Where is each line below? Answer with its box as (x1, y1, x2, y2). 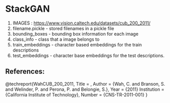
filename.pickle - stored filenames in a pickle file (12, 25, 114, 31)
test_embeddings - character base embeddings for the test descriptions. (12, 52, 165, 59)
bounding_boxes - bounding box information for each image (12, 31, 139, 37)
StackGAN (5, 3, 50, 15)
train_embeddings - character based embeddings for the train (12, 41, 142, 47)
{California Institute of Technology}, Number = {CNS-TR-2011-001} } (5, 91, 148, 97)
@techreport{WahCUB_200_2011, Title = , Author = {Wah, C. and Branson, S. (5, 81, 165, 87)
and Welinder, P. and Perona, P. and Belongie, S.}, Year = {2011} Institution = (5, 86, 164, 92)
